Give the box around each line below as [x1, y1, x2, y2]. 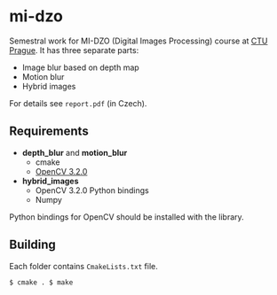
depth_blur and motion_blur [21, 147, 128, 158]
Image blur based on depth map [21, 62, 139, 73]
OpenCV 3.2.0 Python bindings [35, 184, 149, 196]
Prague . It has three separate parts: [9, 44, 139, 55]
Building [9, 237, 56, 252]
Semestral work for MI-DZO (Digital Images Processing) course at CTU [9, 35, 268, 46]
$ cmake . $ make [9, 277, 74, 287]
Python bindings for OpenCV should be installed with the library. [9, 211, 244, 222]
